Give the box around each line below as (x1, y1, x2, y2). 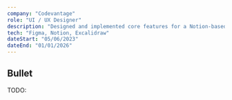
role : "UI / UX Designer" (7, 17, 81, 23)
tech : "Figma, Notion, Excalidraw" (7, 29, 110, 37)
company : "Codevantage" (7, 10, 76, 17)
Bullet (7, 68, 33, 79)
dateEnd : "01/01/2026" (7, 42, 72, 49)
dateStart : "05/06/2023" (7, 36, 79, 43)
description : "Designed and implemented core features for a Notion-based (7, 23, 227, 30)
